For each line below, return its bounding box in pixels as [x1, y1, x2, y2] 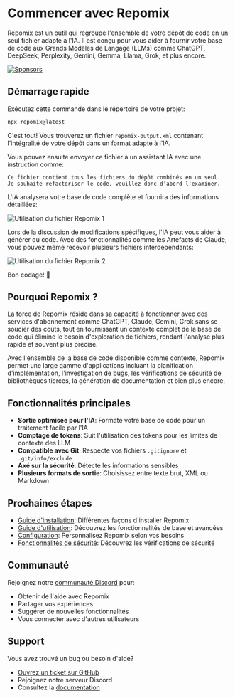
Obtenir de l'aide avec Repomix [17, 592, 110, 601]
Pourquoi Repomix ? [7, 291, 98, 303]
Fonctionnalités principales [7, 397, 131, 409]
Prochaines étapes [7, 497, 92, 509]
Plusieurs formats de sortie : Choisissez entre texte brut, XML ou [17, 469, 208, 477]
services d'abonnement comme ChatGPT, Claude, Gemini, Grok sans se [7, 317, 218, 326]
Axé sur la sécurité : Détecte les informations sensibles [17, 461, 179, 470]
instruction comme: [7, 160, 64, 169]
